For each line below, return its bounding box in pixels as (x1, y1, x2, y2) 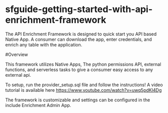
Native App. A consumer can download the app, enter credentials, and (5, 36, 152, 42)
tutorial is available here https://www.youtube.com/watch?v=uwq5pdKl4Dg (5, 87, 162, 93)
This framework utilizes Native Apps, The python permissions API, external (5, 61, 161, 67)
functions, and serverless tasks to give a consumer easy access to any (5, 67, 153, 73)
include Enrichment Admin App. (5, 102, 71, 108)
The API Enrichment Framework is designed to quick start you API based (5, 31, 157, 37)
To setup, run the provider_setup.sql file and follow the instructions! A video (5, 82, 163, 88)
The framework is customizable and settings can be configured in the (5, 97, 150, 103)
